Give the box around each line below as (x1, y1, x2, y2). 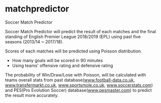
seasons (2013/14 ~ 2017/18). (5, 39, 64, 44)
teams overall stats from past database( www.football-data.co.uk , (5, 77, 135, 83)
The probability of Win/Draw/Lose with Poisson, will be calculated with (5, 72, 146, 77)
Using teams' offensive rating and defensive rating (12, 63, 113, 68)
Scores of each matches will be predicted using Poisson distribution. (5, 48, 142, 54)
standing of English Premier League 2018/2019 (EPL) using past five (5, 34, 141, 39)
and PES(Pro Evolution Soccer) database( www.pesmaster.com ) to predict (5, 87, 152, 93)
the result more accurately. (5, 92, 59, 98)
